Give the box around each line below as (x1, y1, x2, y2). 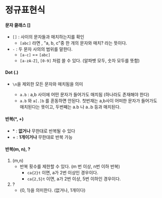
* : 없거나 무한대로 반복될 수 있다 (12, 128, 75, 134)
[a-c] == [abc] (19, 52, 51, 58)
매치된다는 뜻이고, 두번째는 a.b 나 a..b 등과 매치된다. (19, 104, 121, 110)
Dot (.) (5, 69, 19, 75)
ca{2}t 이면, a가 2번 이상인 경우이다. (27, 170, 99, 175)
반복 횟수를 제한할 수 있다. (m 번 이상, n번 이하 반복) (19, 163, 120, 169)
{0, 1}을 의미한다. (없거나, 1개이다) (19, 187, 86, 193)
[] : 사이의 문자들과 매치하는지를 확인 (12, 34, 85, 40)
